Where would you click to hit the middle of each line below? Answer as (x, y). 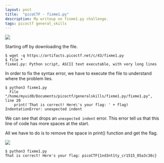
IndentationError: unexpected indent (44, 109)
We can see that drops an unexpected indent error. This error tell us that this (82, 118)
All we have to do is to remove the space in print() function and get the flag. (82, 133)
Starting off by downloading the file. (41, 47)
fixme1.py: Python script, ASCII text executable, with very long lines (81, 65)
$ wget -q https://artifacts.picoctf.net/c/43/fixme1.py (65, 56)
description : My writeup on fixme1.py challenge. (57, 19)
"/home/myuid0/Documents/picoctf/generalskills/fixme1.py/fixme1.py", (79, 97)
